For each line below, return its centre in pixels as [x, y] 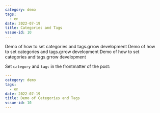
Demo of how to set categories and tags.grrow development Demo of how [80, 46]
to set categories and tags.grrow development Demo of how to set [72, 52]
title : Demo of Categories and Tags [42, 98]
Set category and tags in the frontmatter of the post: [58, 66]
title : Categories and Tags [34, 28]
